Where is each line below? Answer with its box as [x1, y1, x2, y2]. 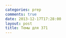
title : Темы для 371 [5, 26, 48, 31]
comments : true [5, 12, 37, 17]
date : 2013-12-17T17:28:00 [5, 16, 61, 21]
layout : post [5, 21, 32, 26]
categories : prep [5, 7, 41, 12]
